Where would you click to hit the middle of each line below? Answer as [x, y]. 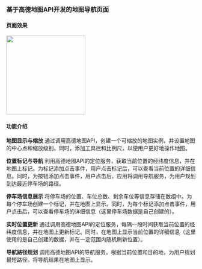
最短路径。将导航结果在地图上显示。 [51, 260]
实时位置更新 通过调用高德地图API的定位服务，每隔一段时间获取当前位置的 [98, 224]
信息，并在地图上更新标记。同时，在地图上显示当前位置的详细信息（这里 [106, 232]
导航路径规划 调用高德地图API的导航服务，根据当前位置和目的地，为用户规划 [101, 252]
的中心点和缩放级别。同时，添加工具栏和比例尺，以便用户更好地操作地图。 [98, 148]
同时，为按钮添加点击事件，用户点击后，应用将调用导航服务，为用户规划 [106, 176]
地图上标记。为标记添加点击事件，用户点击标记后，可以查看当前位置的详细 [98, 169]
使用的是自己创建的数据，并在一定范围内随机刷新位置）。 [76, 239]
